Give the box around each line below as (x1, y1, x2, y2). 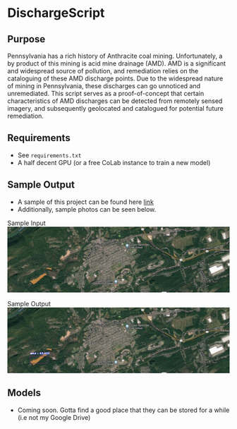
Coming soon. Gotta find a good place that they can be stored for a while (17, 406, 230, 414)
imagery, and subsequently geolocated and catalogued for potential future (7, 104, 224, 112)
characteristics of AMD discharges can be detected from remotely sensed (7, 97, 223, 105)
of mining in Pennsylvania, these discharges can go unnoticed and (7, 82, 201, 90)
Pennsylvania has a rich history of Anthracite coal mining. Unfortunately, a (7, 52, 223, 60)
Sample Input (7, 219, 46, 227)
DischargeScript (7, 5, 105, 21)
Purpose (7, 33, 46, 45)
